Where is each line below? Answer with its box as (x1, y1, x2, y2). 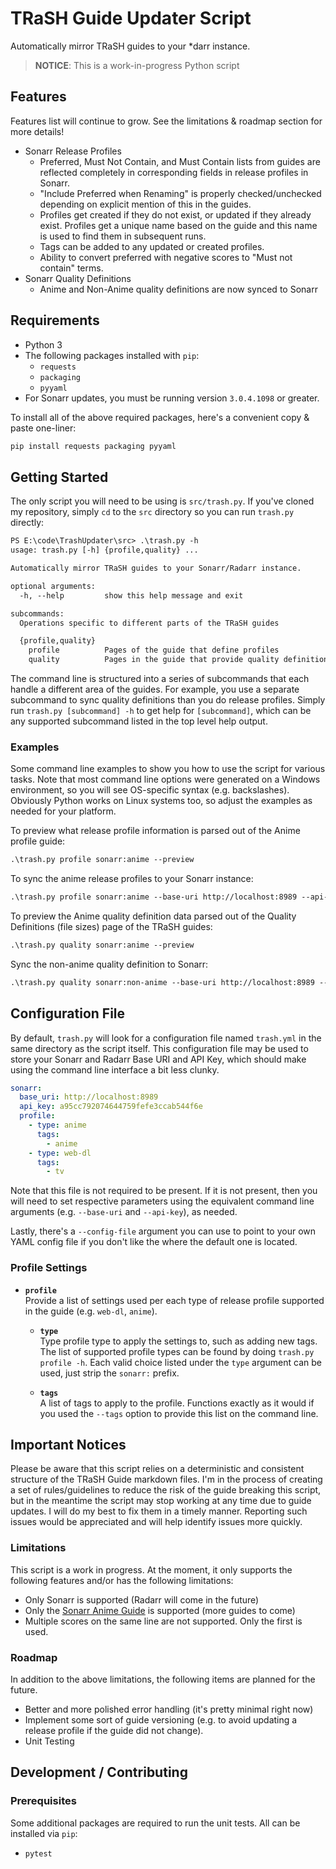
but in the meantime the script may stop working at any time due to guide (10, 1495, 312, 1507)
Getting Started (10, 468, 109, 486)
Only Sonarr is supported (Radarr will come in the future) (24, 1593, 260, 1606)
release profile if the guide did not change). (24, 1725, 204, 1737)
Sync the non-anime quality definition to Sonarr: (10, 958, 209, 970)
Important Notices (10, 1437, 127, 1454)
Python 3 (24, 338, 63, 351)
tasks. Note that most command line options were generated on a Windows (10, 773, 321, 786)
